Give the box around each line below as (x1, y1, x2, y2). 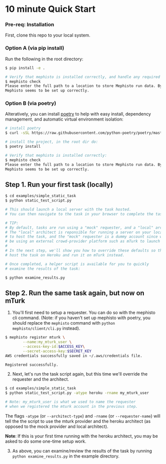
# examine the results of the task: (5, 266, 81, 271)
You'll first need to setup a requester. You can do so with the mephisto (12, 310, 156, 316)
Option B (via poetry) (5, 100, 56, 107)
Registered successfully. (5, 362, 58, 367)
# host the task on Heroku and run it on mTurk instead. (5, 253, 125, 257)
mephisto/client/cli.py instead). (12, 325, 81, 332)
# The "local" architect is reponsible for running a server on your (5, 230, 152, 235)
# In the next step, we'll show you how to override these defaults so (5, 248, 156, 253)
